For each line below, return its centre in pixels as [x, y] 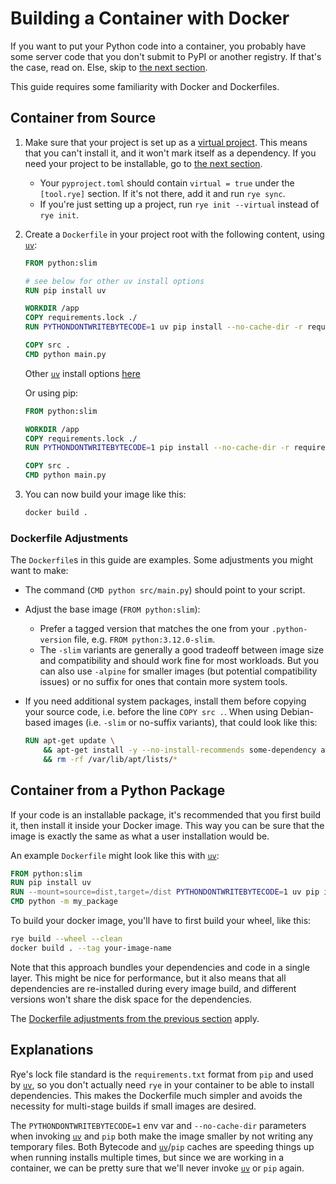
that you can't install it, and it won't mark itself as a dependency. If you [170, 153]
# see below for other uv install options [114, 281]
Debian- [297, 712]
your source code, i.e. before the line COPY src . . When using [151, 712]
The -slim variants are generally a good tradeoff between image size [182, 650]
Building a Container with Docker [150, 18]
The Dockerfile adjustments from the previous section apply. [135, 1018]
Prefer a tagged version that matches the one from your [154, 629]
